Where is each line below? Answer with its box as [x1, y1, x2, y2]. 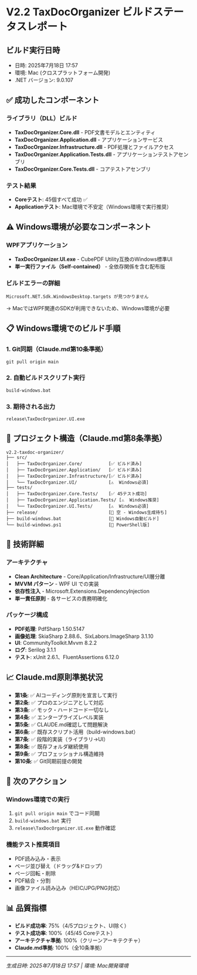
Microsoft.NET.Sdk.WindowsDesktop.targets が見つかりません [6, 294, 149, 300]
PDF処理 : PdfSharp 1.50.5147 [14, 625, 85, 632]
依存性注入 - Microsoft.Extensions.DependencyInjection [14, 587, 150, 594]
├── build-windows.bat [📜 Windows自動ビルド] [6, 515, 159, 522]
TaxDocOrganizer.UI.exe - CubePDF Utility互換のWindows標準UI [14, 256, 173, 263]
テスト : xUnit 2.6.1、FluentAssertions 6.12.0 [14, 653, 119, 660]
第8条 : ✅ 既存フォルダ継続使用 [14, 743, 89, 750]
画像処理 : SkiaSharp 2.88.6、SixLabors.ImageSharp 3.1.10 [14, 633, 154, 640]
